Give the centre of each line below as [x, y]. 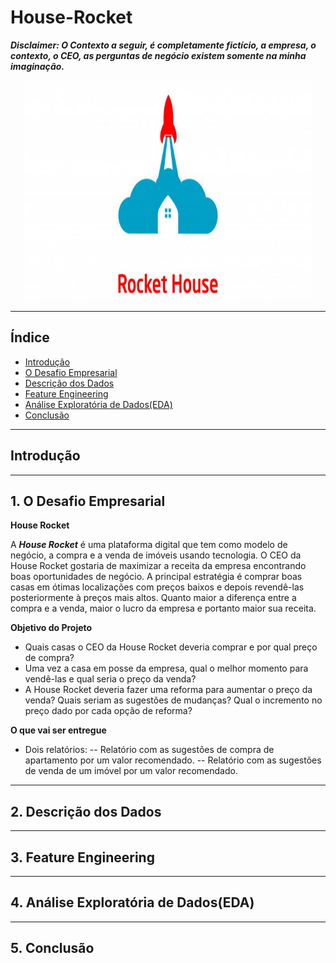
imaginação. [37, 66]
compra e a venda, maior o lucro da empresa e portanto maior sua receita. [163, 608]
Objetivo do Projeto [51, 628]
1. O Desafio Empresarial [88, 501]
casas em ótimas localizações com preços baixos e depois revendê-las [157, 587]
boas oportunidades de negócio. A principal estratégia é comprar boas [156, 577]
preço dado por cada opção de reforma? [108, 711]
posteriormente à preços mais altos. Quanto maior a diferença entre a [153, 598]
